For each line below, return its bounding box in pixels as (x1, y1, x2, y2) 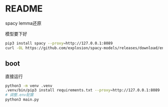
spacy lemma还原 (5, 20, 41, 26)
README (5, 3, 43, 14)
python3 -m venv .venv (5, 83, 52, 88)
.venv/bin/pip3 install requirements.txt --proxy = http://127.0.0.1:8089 (5, 88, 160, 93)
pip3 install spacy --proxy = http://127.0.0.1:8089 (5, 40, 113, 45)
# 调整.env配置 (5, 92, 34, 97)
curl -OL (5, 45, 23, 50)
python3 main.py (5, 97, 39, 102)
